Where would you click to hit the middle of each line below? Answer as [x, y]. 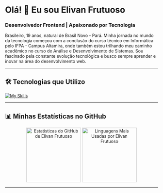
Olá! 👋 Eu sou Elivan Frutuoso [65, 10]
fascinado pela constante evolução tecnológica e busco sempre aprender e [81, 56]
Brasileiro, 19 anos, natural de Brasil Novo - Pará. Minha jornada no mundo [79, 35]
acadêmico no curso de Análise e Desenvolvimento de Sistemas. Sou [74, 51]
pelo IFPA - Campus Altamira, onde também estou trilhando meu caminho [79, 46]
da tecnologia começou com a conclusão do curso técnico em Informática [79, 41]
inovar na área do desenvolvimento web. [46, 61]
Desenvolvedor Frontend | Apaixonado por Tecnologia [70, 25]
